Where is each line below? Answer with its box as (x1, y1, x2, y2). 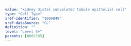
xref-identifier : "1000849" (5, 16, 62, 21)
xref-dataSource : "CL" (5, 20, 51, 25)
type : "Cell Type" (5, 11, 42, 16)
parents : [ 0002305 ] (5, 34, 45, 39)
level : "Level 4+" (5, 29, 42, 34)
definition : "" (5, 25, 36, 30)
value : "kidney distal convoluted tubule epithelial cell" (5, 7, 127, 12)
